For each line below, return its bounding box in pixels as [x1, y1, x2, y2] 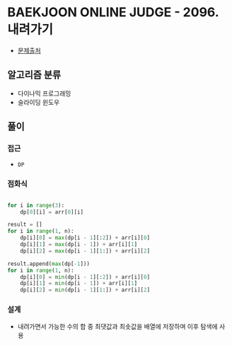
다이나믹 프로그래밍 [17, 89, 71, 98]
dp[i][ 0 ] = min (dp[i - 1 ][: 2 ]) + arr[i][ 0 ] [20, 273, 151, 280]
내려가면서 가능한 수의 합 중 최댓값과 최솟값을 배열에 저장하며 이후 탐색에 [17, 322, 218, 330]
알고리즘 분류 [7, 69, 62, 81]
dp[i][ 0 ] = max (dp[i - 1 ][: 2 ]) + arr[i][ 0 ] [20, 234, 151, 241]
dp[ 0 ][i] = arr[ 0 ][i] [20, 208, 83, 216]
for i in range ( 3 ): [7, 202, 65, 209]
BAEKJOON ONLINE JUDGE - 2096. [7, 4, 219, 21]
